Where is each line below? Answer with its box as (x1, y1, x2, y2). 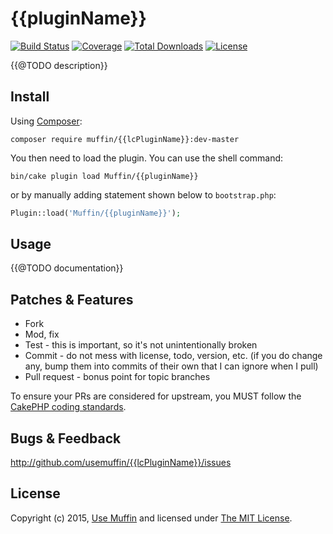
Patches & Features (10, 291, 134, 308)
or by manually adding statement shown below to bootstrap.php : (10, 188, 277, 201)
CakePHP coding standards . (10, 401, 127, 413)
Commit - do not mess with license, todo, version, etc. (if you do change (24, 350, 323, 362)
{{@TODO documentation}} (10, 262, 124, 274)
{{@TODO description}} (10, 59, 108, 71)
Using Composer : (10, 115, 83, 127)
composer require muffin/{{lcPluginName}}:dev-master (10, 134, 240, 144)
